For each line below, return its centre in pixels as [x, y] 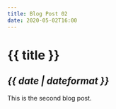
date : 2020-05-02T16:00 [42, 20]
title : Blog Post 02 [38, 14]
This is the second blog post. [50, 98]
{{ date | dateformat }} [58, 81]
